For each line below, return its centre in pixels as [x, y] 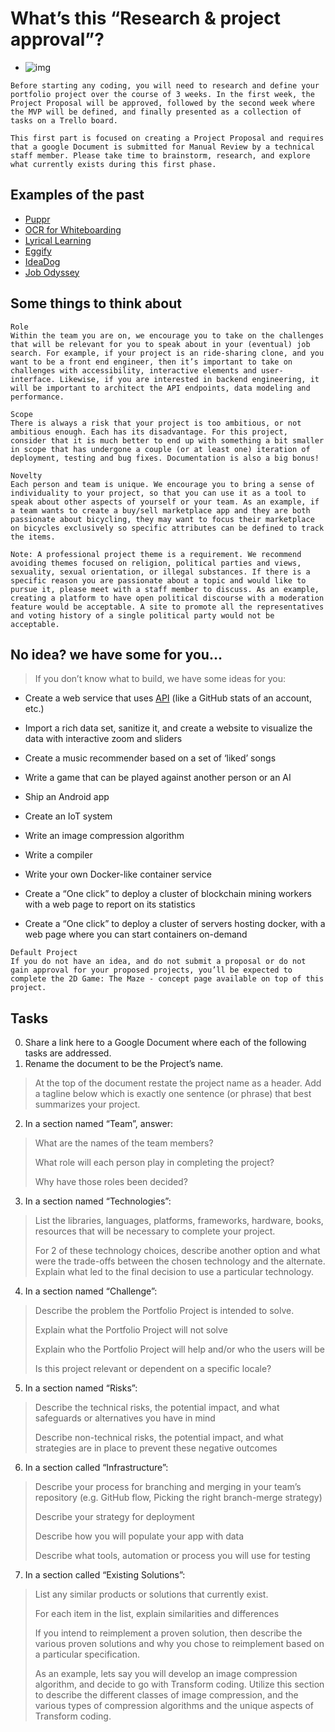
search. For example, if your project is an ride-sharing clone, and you [167, 353]
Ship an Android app [67, 797]
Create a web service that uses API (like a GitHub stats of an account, [168, 698]
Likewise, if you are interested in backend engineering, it [189, 379]
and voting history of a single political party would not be [142, 615]
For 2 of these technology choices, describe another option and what [177, 1251]
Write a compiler [58, 855]
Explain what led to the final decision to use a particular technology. [174, 1272]
